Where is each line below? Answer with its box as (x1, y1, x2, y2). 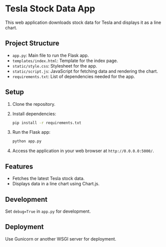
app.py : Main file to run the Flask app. (12, 52, 89, 58)
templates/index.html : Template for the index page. (12, 58, 118, 64)
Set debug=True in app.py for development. (5, 208, 91, 214)
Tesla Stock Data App (5, 3, 96, 14)
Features (5, 162, 33, 170)
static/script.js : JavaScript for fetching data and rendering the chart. (12, 68, 159, 74)
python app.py (12, 139, 42, 144)
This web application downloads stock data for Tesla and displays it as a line (5, 19, 162, 25)
